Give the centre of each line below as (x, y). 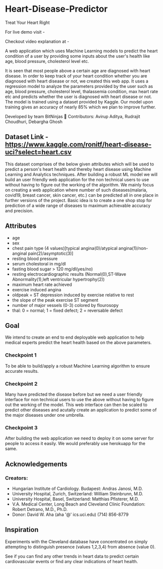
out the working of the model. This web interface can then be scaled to (76, 405)
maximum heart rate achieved (42, 284)
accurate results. (22, 371)
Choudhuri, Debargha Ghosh (34, 122)
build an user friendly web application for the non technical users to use (77, 180)
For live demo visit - (25, 32)
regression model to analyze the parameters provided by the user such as (79, 86)
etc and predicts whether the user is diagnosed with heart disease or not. (79, 97)
